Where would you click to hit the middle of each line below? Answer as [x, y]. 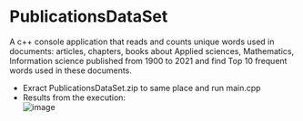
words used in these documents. [71, 70]
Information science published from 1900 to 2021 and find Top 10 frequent [148, 60]
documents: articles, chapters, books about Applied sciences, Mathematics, [151, 51]
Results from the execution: [74, 98]
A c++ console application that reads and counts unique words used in [142, 42]
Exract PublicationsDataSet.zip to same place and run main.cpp [141, 88]
